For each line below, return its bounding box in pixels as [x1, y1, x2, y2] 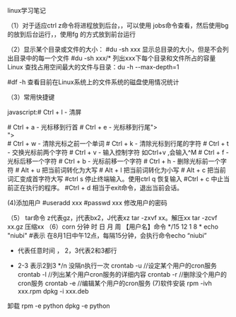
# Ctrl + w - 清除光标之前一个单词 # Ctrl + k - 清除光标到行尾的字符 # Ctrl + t [7, 139, 230, 147]
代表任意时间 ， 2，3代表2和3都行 [17, 246, 118, 255]
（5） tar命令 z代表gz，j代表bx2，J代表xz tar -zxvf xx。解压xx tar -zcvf [7, 214, 218, 221]
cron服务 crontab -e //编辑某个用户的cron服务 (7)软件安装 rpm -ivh [17, 279, 212, 287]
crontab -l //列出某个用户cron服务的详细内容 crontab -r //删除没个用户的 [17, 270, 228, 278]
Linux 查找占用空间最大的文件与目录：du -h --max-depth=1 [7, 63, 179, 71]
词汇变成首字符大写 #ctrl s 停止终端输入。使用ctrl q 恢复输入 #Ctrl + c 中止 [7, 175, 224, 183]
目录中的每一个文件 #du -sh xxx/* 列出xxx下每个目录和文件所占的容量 [13, 54, 216, 62]
